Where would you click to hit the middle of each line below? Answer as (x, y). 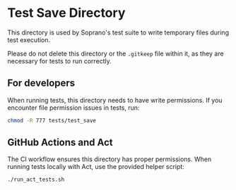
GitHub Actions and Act (60, 142)
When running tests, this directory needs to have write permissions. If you (115, 100)
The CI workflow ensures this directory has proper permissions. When (110, 159)
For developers (41, 83)
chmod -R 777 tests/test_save (52, 120)
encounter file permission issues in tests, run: (73, 108)
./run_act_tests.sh (36, 180)
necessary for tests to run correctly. (59, 61)
